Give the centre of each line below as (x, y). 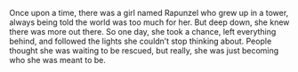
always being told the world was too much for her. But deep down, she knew (149, 22)
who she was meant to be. (58, 60)
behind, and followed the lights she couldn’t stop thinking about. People (141, 41)
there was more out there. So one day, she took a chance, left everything (143, 32)
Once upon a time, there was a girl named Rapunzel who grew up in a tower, (149, 13)
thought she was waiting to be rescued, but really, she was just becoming (144, 51)
